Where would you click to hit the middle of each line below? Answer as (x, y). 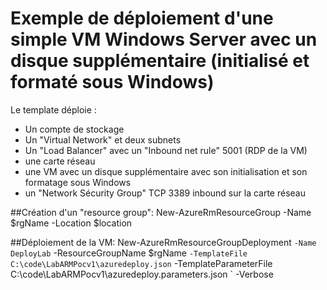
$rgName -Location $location (71, 223)
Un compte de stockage (74, 129)
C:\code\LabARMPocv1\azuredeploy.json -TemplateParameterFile (141, 263)
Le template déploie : (53, 109)
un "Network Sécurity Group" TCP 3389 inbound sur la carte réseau (165, 193)
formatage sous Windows (78, 182)
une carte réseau (60, 161)
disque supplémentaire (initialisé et (160, 61)
